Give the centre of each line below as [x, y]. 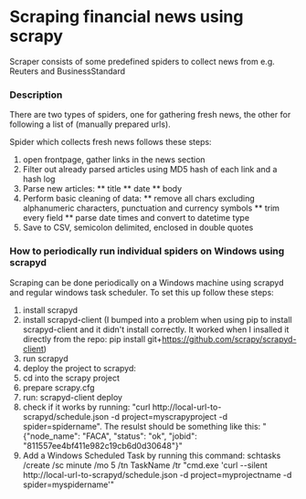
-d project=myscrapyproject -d [169, 416]
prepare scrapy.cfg [58, 387]
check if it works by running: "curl [86, 407]
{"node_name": [51, 436]
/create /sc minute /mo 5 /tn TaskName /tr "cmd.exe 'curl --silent [145, 465]
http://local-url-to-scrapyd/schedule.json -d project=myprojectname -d [157, 474]
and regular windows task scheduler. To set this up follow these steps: [142, 292]
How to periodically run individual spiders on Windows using [147, 251]
